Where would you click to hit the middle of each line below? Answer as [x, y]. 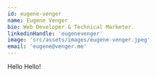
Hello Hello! [24, 66]
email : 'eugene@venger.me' [47, 46]
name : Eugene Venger [38, 20]
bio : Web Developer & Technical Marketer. [71, 27]
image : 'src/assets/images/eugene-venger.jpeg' [79, 40]
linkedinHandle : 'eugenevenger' [55, 33]
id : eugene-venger [34, 14]
